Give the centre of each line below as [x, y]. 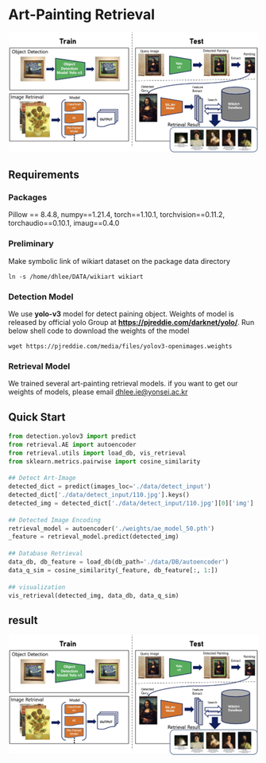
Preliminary [31, 244]
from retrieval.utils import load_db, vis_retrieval [97, 453]
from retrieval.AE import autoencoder [72, 444]
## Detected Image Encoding [55, 520]
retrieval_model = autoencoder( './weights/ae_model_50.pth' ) [112, 529]
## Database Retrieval [46, 554]
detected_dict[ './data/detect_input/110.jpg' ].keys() [99, 495]
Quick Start [37, 417]
